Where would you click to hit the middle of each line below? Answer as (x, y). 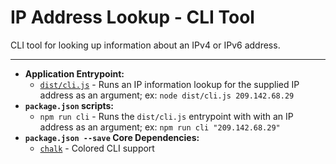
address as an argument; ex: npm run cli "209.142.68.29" (160, 127)
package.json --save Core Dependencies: (112, 137)
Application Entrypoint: (74, 73)
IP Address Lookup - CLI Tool (132, 17)
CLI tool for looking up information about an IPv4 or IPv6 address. (145, 45)
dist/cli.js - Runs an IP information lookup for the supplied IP (169, 84)
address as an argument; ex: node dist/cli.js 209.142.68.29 (167, 95)
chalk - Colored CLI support (97, 148)
